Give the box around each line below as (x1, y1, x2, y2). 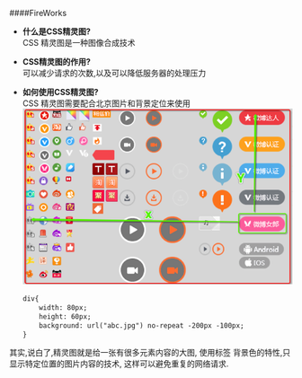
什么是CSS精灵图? (22, 26, 92, 37)
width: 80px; (39, 303, 88, 312)
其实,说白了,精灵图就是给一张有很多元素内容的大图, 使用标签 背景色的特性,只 (9, 347, 291, 358)
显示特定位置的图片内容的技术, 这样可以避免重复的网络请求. (9, 358, 229, 369)
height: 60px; (39, 312, 92, 321)
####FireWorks (9, 8, 67, 18)
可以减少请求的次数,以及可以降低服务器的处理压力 (22, 67, 207, 78)
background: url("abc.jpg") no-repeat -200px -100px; (39, 321, 244, 330)
